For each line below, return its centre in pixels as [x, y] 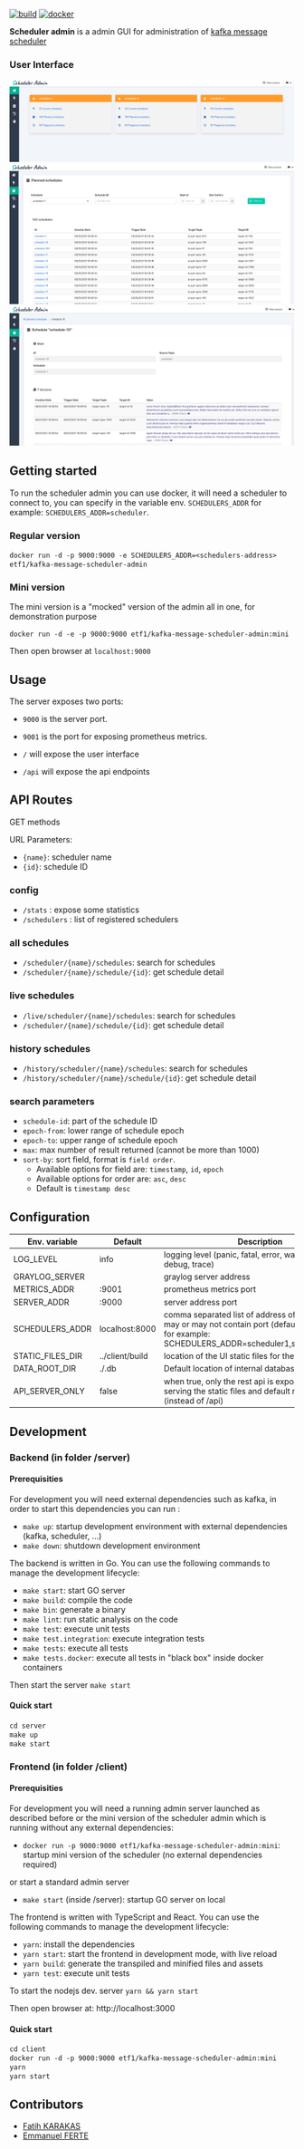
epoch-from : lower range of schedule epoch [103, 1131]
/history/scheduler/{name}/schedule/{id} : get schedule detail [139, 1078]
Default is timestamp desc [83, 1189]
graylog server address [207, 1277]
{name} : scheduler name [67, 857]
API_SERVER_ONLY [49, 1391]
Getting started [53, 471]
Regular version [45, 535]
